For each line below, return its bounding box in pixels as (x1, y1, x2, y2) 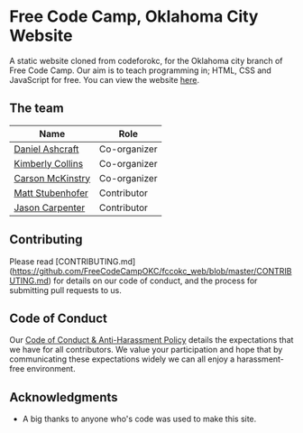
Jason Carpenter (14, 201, 86, 214)
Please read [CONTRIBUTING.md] (9, 255, 136, 267)
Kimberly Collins (14, 157, 84, 170)
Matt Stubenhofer (14, 187, 88, 199)
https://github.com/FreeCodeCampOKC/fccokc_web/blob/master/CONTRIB (12, 265, 292, 276)
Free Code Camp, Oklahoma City (9, 6, 259, 27)
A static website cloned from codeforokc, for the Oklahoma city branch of (9, 55, 283, 66)
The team (9, 101, 65, 116)
